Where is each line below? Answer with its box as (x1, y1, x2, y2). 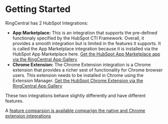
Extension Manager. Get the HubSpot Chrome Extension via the (12, 77, 143, 83)
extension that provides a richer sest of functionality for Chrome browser (12, 66, 163, 73)
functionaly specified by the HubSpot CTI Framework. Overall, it (12, 35, 144, 41)
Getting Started (5, 3, 71, 15)
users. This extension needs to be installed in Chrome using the (12, 72, 144, 78)
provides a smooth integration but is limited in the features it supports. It (12, 40, 161, 46)
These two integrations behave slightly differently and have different (5, 92, 146, 98)
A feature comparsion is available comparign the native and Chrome (5, 107, 145, 113)
